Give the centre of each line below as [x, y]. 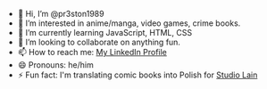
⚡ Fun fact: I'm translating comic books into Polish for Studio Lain [138, 75]
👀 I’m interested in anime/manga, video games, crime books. [129, 23]
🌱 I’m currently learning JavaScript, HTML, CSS [105, 32]
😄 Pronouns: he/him [55, 65]
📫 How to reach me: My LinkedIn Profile [92, 52]
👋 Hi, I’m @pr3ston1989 [61, 14]
